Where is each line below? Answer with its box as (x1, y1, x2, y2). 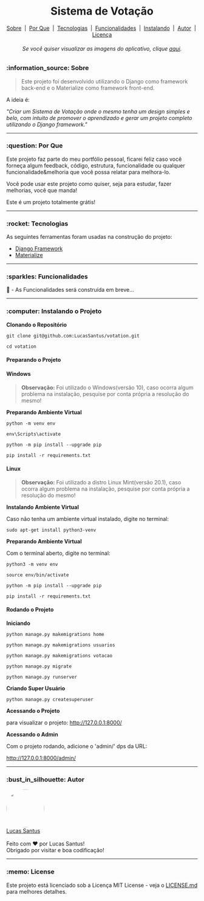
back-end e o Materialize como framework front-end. (21, 84, 155, 91)
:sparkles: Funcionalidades (6, 272, 88, 281)
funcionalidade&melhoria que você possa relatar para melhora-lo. (6, 168, 171, 175)
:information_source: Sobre (6, 64, 89, 72)
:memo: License (6, 867, 55, 876)
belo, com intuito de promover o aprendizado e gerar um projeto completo (6, 114, 192, 121)
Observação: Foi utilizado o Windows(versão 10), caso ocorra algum (21, 384, 194, 391)
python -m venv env (6, 420, 56, 426)
